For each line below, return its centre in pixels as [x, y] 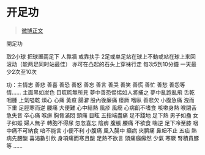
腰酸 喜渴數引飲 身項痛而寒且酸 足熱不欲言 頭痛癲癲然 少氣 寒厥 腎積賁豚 [108, 138]
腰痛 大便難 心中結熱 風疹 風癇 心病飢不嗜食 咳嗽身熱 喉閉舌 [122, 107]
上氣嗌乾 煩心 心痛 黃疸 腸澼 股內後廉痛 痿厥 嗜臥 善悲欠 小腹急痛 [100, 100]
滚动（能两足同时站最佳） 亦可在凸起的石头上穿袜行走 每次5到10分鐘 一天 [99, 64]
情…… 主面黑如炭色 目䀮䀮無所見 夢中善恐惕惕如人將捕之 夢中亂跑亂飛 [94, 92]
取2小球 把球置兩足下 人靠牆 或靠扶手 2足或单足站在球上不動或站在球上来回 [101, 56]
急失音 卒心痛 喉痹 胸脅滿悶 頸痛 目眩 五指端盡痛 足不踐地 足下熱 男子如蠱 [99, 115]
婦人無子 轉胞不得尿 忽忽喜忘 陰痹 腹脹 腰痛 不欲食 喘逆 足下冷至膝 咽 [111, 123]
